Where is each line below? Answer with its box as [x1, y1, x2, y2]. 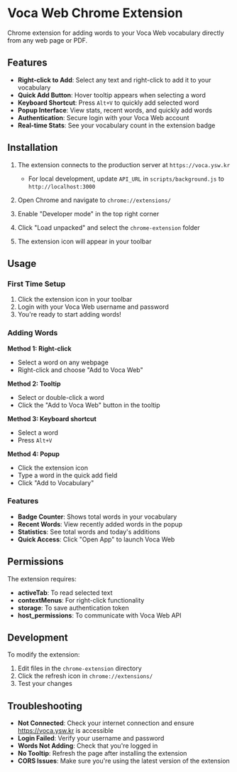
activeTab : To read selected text [17, 588, 113, 597]
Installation [7, 142, 58, 154]
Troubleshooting [7, 699, 83, 712]
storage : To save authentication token [17, 603, 129, 612]
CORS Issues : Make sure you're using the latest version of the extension [17, 756, 231, 766]
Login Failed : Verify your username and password [17, 734, 165, 743]
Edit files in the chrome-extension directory [17, 664, 142, 673]
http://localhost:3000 [28, 183, 96, 190]
